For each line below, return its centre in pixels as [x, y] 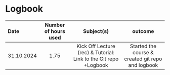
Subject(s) [96, 31]
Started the [143, 46]
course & [143, 52]
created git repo [143, 59]
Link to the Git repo [96, 59]
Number [55, 25]
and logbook [143, 65]
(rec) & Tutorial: [96, 52]
